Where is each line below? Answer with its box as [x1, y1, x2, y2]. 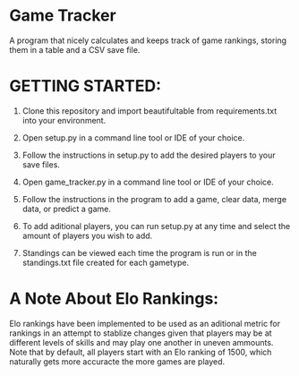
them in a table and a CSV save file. [9, 44, 141, 55]
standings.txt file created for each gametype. [21, 257, 190, 268]
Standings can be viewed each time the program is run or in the [21, 247, 257, 258]
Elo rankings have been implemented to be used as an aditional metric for [9, 318, 280, 329]
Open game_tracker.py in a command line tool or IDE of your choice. [21, 176, 275, 187]
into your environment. [21, 115, 107, 125]
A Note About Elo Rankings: [9, 288, 219, 309]
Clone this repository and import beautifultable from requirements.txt [21, 105, 278, 116]
